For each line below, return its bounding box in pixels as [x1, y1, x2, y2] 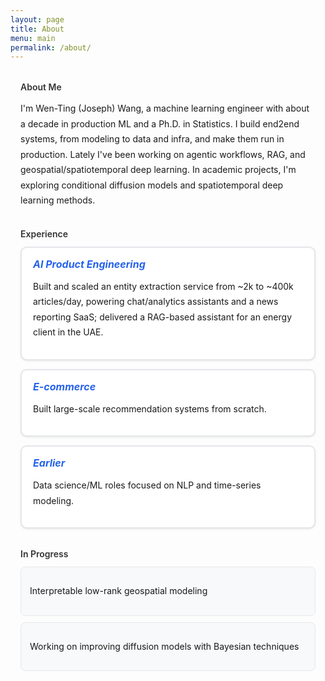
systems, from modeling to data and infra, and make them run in [20, 133, 285, 145]
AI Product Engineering [33, 257, 146, 271]
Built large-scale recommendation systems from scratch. [33, 402, 267, 415]
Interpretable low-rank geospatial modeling [29, 585, 208, 597]
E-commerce [33, 379, 97, 393]
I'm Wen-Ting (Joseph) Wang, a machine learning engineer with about [20, 102, 310, 115]
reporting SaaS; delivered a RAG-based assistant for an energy [33, 311, 293, 323]
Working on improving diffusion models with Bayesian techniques [29, 640, 300, 652]
